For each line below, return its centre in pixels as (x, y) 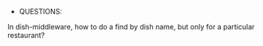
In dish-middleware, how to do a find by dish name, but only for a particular (131, 27)
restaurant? (26, 35)
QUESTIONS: (41, 11)
